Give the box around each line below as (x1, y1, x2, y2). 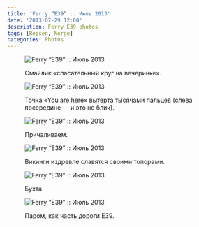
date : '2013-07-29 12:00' (7, 17, 82, 24)
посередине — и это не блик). (24, 103, 115, 112)
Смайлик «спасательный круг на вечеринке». (24, 69, 162, 78)
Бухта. (24, 184, 44, 193)
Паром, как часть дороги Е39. (24, 212, 115, 220)
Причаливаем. (24, 131, 68, 139)
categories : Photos (7, 36, 64, 43)
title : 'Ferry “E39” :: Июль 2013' (7, 10, 111, 17)
